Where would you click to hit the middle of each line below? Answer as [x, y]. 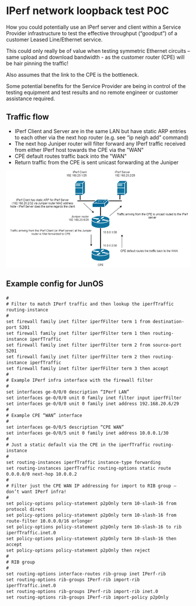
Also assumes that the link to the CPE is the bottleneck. [73, 75]
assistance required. [31, 99]
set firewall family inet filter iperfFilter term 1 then [78, 333]
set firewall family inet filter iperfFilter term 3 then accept [87, 368]
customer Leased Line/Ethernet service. [54, 39]
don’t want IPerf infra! [36, 492]
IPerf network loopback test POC [88, 11]
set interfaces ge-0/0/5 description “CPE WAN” [65, 427]
